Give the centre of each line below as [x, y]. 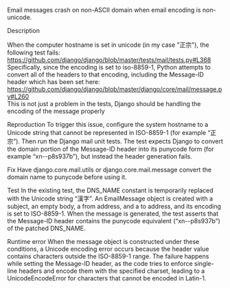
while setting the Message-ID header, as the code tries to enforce [100, 264]
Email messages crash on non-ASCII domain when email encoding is [104, 10]
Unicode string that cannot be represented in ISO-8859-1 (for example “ [109, 133]
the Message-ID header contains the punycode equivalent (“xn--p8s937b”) [114, 221]
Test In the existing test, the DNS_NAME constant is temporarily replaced [111, 190]
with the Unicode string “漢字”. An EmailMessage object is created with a [110, 198]
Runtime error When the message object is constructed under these [103, 241]
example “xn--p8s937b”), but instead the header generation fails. [100, 156]
